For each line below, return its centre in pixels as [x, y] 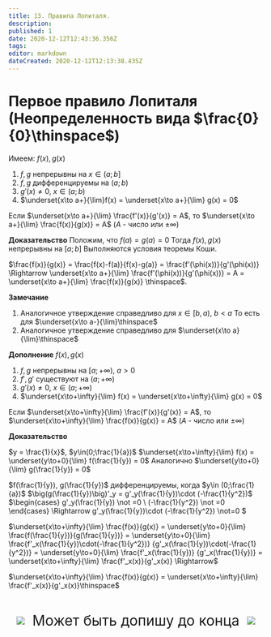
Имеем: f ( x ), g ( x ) [37, 158]
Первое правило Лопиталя [103, 101]
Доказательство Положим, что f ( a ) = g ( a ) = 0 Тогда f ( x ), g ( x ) [115, 239]
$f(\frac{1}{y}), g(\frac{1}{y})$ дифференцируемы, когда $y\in [114, 484]
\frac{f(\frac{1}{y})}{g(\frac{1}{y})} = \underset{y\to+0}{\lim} [110, 535]
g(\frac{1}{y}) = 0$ [59, 469]
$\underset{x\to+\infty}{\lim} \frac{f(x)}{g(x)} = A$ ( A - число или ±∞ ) [127, 420]
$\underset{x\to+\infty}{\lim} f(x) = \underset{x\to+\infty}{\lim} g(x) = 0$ [141, 396]
